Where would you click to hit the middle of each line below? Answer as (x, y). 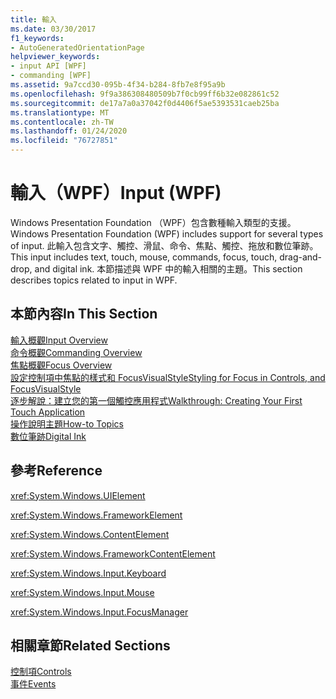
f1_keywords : (37, 38)
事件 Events (33, 684)
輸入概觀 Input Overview (59, 340)
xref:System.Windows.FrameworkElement (96, 515)
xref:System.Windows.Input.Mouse (82, 592)
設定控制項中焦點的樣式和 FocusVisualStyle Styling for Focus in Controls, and (168, 377)
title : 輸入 (33, 19)
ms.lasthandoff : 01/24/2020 (69, 131)
